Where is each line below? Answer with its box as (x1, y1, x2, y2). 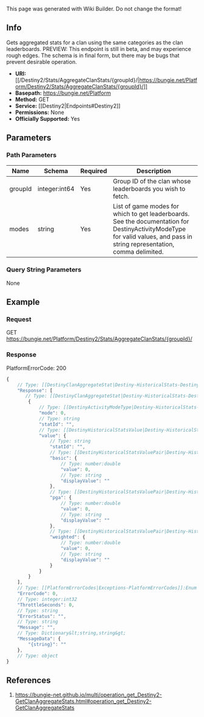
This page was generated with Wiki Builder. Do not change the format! (6, 5, 182, 12)
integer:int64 (37, 185, 75, 193)
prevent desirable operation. (6, 58, 77, 66)
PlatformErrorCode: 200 (6, 364, 67, 372)
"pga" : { (49, 495, 72, 501)
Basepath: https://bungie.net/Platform (15, 89, 111, 97)
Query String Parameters (6, 265, 82, 274)
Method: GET (15, 95, 50, 103)
